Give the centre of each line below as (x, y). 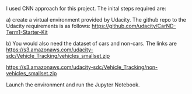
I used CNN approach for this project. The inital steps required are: (86, 8)
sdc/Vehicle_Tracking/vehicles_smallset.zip (58, 56)
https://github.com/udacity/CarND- (134, 26)
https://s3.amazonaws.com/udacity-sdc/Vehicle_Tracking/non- (82, 67)
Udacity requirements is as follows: (48, 26)
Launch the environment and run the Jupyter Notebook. (73, 85)
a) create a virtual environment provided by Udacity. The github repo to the (96, 20)
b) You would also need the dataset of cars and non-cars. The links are (91, 43)
